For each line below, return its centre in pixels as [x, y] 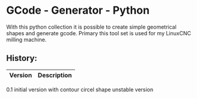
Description [55, 75]
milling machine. [26, 39]
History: [22, 58]
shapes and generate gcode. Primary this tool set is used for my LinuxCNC [98, 33]
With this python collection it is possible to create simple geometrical [92, 27]
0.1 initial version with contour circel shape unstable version [80, 89]
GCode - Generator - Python [78, 10]
